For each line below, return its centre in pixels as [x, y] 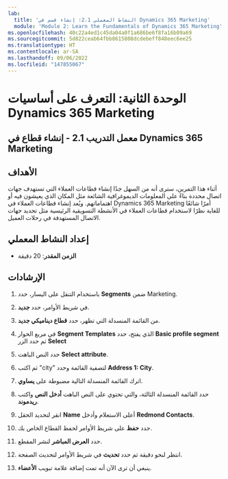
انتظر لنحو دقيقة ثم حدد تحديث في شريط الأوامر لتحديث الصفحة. [100, 454]
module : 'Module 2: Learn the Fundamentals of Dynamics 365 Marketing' [118, 26]
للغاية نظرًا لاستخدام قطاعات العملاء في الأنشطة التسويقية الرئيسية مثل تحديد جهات [114, 210]
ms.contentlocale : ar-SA [43, 52]
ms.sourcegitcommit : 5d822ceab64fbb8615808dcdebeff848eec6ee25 [100, 39]
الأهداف [22, 172]
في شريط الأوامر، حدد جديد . [53, 307]
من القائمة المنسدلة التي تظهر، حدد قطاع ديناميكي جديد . [89, 320]
